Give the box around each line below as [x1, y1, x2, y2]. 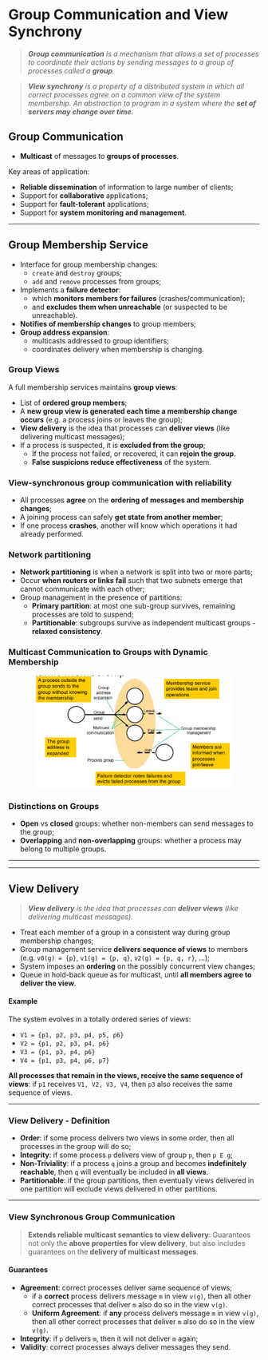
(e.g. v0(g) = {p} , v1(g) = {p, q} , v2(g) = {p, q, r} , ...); [19, 953, 210, 962]
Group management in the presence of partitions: [19, 593, 183, 602]
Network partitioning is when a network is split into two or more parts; [19, 567, 254, 577]
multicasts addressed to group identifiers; [31, 335, 170, 345]
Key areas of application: [8, 166, 90, 176]
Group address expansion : [19, 327, 110, 337]
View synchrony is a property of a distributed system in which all [27, 81, 245, 91]
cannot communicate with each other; [19, 585, 145, 594]
